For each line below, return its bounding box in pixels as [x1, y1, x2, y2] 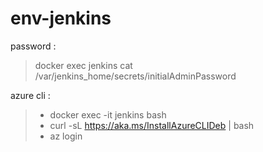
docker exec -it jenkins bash [49, 108, 167, 121]
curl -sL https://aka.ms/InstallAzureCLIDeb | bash [49, 119, 255, 131]
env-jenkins [10, 7, 112, 30]
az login [49, 130, 83, 142]
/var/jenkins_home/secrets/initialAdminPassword [34, 70, 237, 82]
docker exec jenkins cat [34, 59, 133, 71]
